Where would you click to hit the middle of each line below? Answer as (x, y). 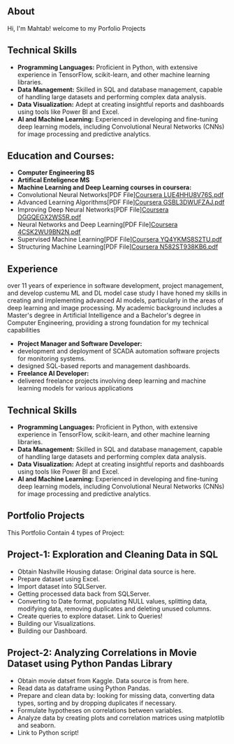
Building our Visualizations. (56, 623)
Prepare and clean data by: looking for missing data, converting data (116, 695)
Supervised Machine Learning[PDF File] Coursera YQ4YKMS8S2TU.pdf (119, 240)
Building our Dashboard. (52, 631)
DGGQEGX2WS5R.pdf (49, 217)
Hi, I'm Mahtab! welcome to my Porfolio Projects (76, 28)
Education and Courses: (61, 156)
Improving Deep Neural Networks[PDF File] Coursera (93, 210)
